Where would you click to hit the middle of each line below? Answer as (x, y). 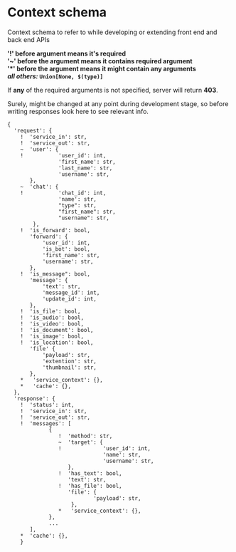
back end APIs (28, 39)
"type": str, (77, 205)
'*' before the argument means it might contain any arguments (102, 68)
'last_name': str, (85, 168)
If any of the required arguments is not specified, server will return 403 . (113, 90)
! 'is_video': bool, (52, 324)
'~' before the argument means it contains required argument (100, 61)
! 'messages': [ (46, 423)
